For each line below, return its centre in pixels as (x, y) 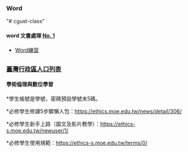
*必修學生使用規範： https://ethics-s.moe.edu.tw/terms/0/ (77, 143)
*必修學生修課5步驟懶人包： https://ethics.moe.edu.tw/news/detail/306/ (94, 112)
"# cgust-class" (25, 21)
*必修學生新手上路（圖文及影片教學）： (53, 124)
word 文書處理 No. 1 (30, 35)
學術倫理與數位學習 (30, 84)
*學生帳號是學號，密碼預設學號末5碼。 (54, 99)
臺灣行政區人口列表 (34, 69)
